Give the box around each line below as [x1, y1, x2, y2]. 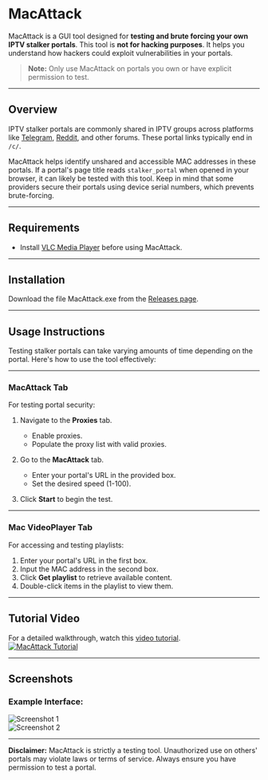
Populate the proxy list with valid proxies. [31, 440, 167, 449]
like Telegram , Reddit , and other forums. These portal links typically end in [8, 133, 253, 142]
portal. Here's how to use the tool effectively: [8, 355, 157, 364]
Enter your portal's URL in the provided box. [31, 471, 176, 480]
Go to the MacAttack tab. [19, 455, 104, 464]
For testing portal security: [8, 400, 96, 410]
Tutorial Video [8, 612, 81, 626]
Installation [8, 273, 65, 286]
